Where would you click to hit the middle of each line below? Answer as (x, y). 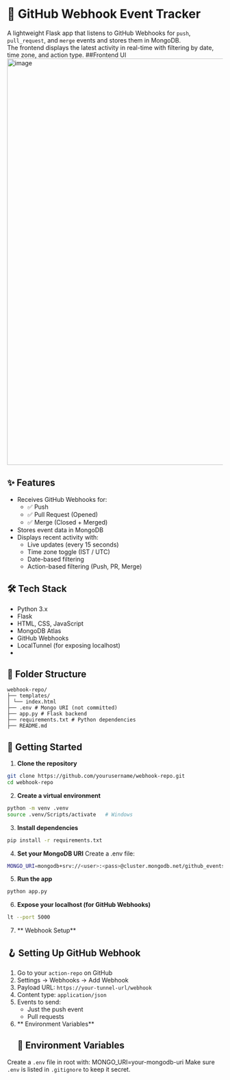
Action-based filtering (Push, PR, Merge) (85, 566)
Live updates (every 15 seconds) (73, 544)
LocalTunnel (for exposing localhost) (69, 645)
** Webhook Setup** (47, 930)
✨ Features (31, 483)
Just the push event (55, 1009)
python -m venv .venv (38, 808)
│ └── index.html (32, 702)
